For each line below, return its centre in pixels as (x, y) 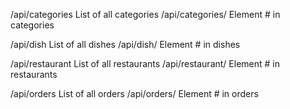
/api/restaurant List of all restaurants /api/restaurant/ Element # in (145, 63)
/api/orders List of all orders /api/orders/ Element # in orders (134, 93)
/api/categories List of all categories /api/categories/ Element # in (145, 14)
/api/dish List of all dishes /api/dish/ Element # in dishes (125, 44)
